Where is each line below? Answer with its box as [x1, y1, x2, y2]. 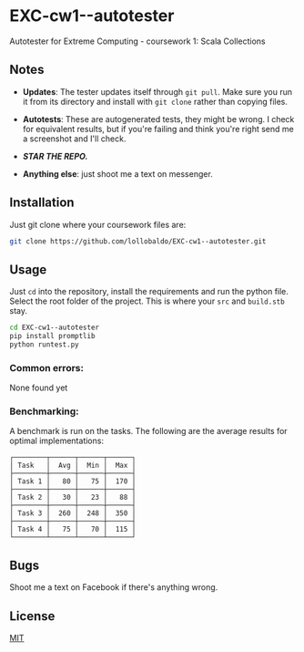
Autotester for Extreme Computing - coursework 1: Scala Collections [9, 36, 266, 47]
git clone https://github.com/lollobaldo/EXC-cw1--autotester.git [9, 236, 267, 246]
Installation [9, 195, 75, 211]
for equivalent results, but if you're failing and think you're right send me [22, 123, 294, 134]
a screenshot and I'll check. [22, 133, 127, 144]
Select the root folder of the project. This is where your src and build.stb [9, 295, 285, 306]
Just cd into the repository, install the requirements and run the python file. [9, 286, 289, 297]
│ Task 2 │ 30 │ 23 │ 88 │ [9, 493, 137, 502]
